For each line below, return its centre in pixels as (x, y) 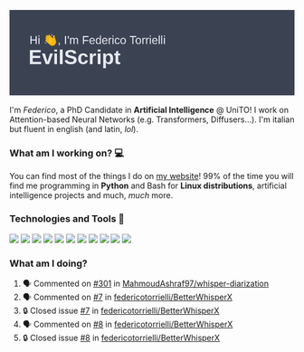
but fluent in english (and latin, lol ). (74, 129)
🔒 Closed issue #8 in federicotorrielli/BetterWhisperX (121, 338)
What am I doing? (48, 263)
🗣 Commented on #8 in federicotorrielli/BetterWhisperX (128, 324)
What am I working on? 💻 (67, 153)
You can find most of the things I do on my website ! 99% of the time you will (152, 176)
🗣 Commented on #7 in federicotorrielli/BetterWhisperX (128, 297)
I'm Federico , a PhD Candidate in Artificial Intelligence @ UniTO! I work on (149, 110)
